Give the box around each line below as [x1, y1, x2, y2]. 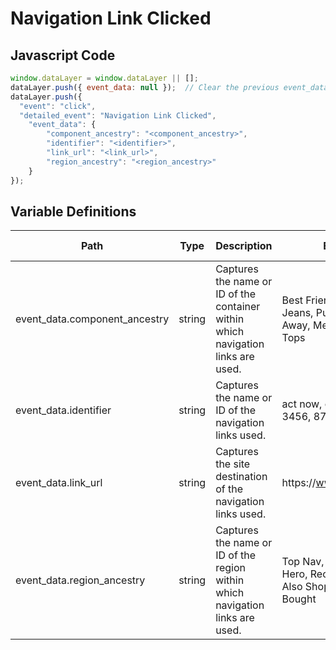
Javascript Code [10, 47, 116, 64]
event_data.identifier [15, 403, 112, 417]
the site [215, 457, 251, 471]
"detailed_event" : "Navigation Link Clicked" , [19, 110, 217, 121]
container [215, 300, 261, 314]
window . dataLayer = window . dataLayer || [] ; [10, 73, 199, 83]
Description [215, 239, 273, 253]
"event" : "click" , [19, 101, 97, 111]
